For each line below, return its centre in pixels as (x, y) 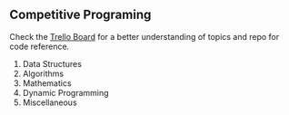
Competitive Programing (80, 15)
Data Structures (52, 63)
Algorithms (43, 73)
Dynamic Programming (65, 92)
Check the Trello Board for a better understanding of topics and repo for (144, 36)
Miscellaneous (50, 102)
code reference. (40, 46)
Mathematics (47, 83)
